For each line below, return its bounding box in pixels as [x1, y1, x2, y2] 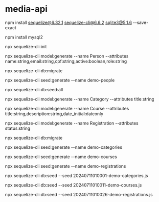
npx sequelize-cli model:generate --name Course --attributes [5, 105, 129, 111]
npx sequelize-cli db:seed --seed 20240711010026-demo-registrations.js [5, 191, 153, 197]
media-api [5, 3, 48, 15]
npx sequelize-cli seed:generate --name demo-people [5, 77, 115, 83]
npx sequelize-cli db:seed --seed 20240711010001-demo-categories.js [5, 172, 148, 179]
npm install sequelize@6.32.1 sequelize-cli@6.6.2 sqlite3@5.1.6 [5, 20, 132, 25]
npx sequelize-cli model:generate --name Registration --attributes [5, 120, 138, 126]
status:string [5, 125, 30, 131]
